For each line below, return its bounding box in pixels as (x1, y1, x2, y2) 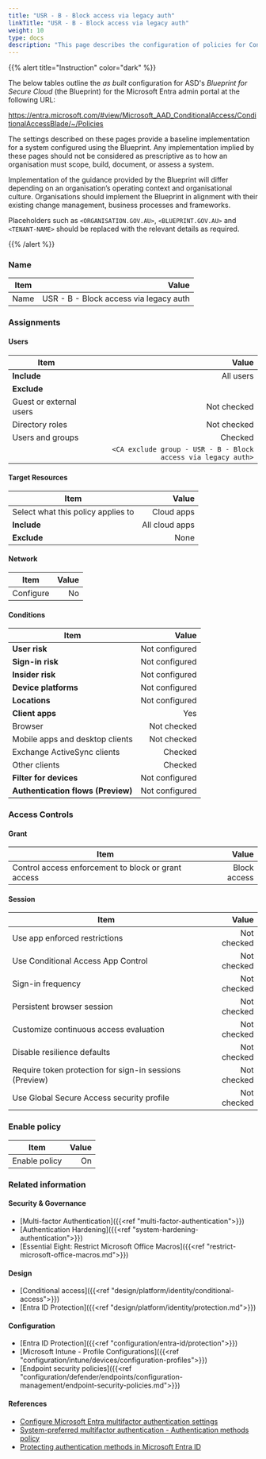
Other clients (12, 760, 60, 771)
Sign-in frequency (12, 978, 82, 989)
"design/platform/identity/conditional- (111, 1286, 235, 1295)
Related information (8, 1179, 86, 1190)
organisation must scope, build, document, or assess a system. (8, 160, 215, 169)
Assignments (8, 317, 61, 328)
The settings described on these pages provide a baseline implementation (8, 134, 250, 144)
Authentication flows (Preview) (12, 785, 133, 796)
